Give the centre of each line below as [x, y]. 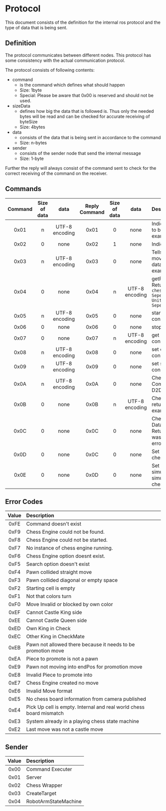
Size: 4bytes [32, 127]
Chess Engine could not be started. [67, 540]
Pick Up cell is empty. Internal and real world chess [85, 707]
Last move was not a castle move [65, 729]
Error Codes [24, 501]
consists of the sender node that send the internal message [80, 153]
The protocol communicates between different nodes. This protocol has [78, 55]
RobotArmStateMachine [54, 802]
